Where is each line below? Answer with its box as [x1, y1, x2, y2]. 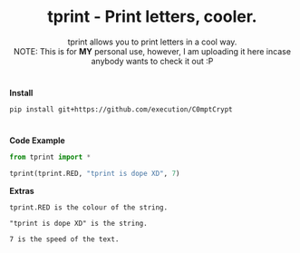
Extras [9, 186, 34, 197]
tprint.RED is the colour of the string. [9, 203, 169, 212]
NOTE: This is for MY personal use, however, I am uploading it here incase [13, 45, 292, 56]
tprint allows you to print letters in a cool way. [67, 36, 237, 47]
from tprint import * [9, 152, 92, 162]
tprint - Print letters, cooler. [47, 6, 257, 27]
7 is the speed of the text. [9, 235, 120, 244]
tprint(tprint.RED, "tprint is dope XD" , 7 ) [9, 170, 180, 179]
